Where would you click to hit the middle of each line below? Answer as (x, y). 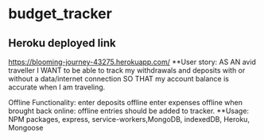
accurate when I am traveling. (57, 87)
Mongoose (26, 128)
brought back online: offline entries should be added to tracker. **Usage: (128, 111)
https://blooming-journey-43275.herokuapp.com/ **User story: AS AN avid (132, 62)
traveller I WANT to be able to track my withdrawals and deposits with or (127, 70)
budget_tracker (60, 14)
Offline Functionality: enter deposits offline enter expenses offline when (126, 102)
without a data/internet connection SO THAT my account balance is (118, 79)
